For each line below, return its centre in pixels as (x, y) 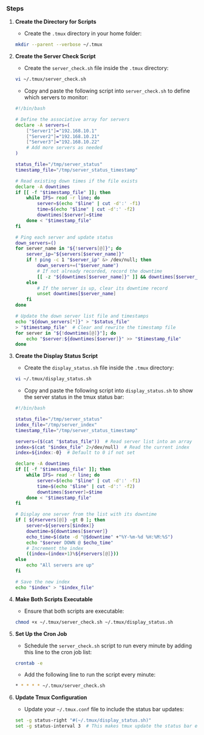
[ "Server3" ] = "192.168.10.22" (63, 142)
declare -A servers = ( (42, 125)
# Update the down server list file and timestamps (82, 316)
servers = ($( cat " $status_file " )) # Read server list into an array (104, 441)
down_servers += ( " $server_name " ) (78, 266)
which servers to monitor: (56, 97)
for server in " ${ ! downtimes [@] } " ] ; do (66, 333)
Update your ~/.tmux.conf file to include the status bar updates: (104, 709)
